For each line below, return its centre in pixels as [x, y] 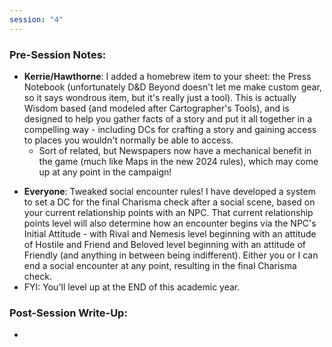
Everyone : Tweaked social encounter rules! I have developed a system [169, 191]
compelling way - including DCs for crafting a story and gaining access [170, 129]
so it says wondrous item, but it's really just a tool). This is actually [160, 97]
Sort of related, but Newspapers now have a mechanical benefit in [175, 150]
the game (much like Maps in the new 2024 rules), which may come [178, 161]
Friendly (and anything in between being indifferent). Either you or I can [171, 255]
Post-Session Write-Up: [68, 313]
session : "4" [36, 19]
